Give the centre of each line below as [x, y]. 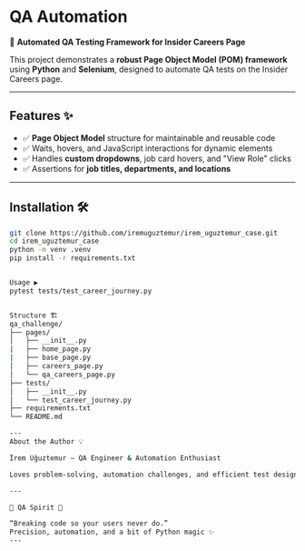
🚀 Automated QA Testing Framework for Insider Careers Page [128, 42]
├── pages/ [30, 332]
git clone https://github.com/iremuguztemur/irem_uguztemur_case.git [144, 233]
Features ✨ [41, 116]
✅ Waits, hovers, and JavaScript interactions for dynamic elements [148, 148]
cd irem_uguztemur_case [54, 241]
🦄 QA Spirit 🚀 [36, 507]
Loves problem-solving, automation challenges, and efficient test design [154, 475]
